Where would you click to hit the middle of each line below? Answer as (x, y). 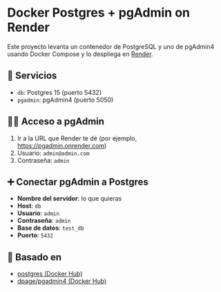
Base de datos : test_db (50, 228)
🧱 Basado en (35, 257)
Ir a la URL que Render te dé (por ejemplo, (77, 138)
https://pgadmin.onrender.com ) (62, 145)
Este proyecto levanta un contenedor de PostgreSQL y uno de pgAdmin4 (111, 46)
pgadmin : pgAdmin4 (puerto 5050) (65, 100)
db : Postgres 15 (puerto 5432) (59, 92)
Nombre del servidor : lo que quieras (69, 199)
